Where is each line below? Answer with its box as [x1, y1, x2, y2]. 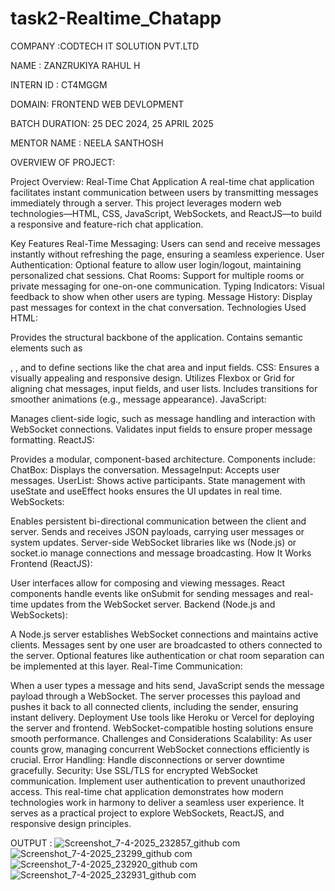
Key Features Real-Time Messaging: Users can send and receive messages [10, 237, 322, 249]
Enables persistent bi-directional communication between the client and [10, 515, 307, 527]
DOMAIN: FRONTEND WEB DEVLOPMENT [10, 98, 185, 110]
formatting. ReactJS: [10, 433, 95, 446]
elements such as [10, 342, 83, 354]
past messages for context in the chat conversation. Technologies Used [10, 301, 307, 313]
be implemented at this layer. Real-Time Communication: [10, 660, 243, 672]
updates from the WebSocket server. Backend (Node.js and [30, 598, 276, 610]
